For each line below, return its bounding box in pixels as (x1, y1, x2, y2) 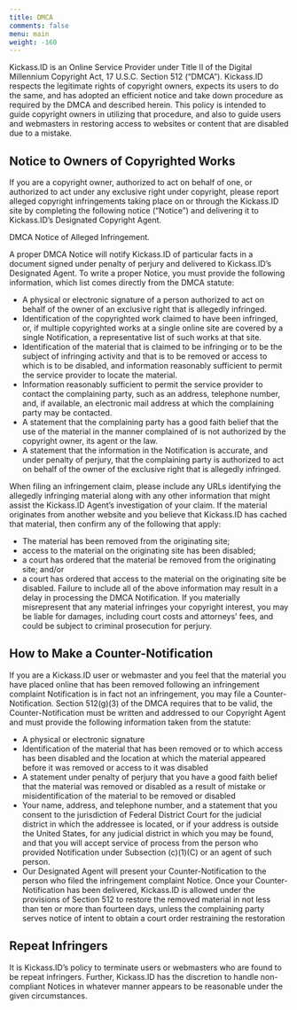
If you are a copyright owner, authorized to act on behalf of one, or (9, 177, 253, 188)
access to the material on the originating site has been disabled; (21, 546, 256, 556)
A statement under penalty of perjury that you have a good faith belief (21, 772, 278, 782)
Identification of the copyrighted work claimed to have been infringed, (21, 314, 278, 324)
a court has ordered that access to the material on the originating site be (21, 573, 286, 585)
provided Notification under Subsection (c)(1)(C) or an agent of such (21, 847, 272, 858)
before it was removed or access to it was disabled (21, 762, 208, 773)
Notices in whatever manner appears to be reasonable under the (47, 981, 284, 991)
